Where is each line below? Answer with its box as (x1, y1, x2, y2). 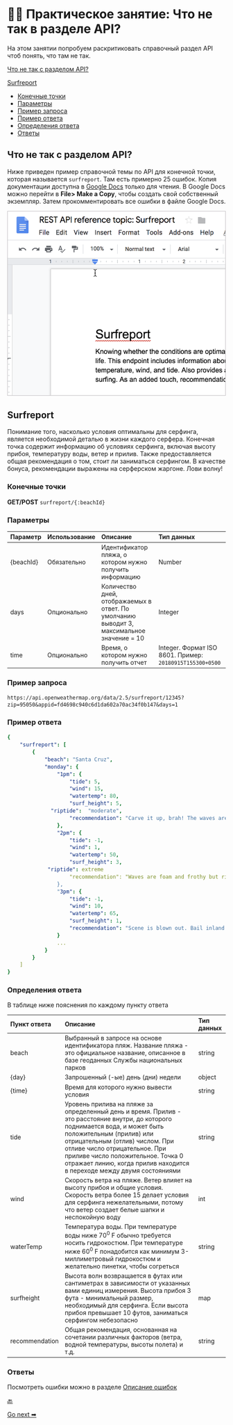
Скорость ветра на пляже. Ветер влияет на (64, 1176, 193, 1184)
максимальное (101, 626, 146, 635)
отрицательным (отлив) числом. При (64, 1136, 175, 1145)
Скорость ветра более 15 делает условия (64, 1191, 189, 1199)
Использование (47, 533, 96, 541)
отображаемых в (101, 597, 152, 605)
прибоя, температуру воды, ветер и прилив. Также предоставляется (7, 450, 212, 458)
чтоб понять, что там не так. (7, 51, 92, 60)
